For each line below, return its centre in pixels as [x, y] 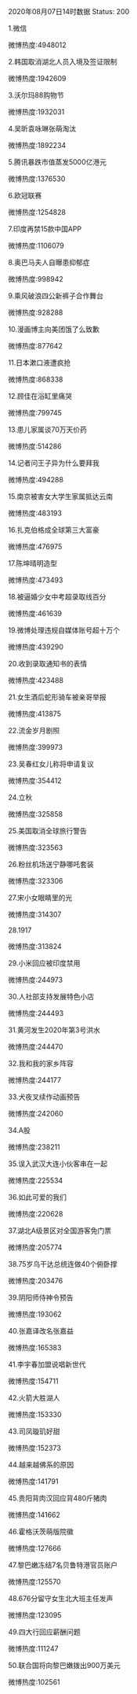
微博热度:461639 [35, 613]
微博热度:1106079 [36, 245]
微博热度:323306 [36, 881]
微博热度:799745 [35, 413]
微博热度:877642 [35, 346]
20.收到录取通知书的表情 [48, 664]
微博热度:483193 [35, 513]
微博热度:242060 [36, 1113]
